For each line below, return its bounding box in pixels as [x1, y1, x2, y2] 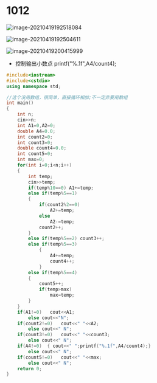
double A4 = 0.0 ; [17, 128, 56, 134]
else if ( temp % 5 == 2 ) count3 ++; [28, 235, 105, 242]
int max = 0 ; [17, 156, 45, 163]
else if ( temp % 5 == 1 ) [28, 190, 78, 196]
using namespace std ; [6, 83, 61, 89]
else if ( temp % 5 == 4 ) [28, 269, 78, 275]
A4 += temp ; [49, 253, 75, 259]
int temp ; [28, 173, 53, 179]
